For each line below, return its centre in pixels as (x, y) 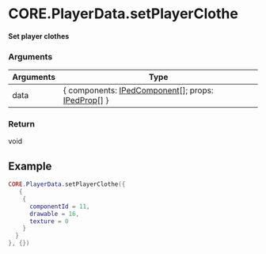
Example (30, 166)
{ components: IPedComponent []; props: (138, 90)
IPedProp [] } (86, 100)
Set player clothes (39, 36)
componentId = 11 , (59, 207)
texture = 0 (49, 221)
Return (22, 124)
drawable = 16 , (54, 214)
